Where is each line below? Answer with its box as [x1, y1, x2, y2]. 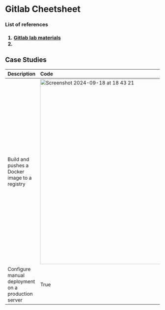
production [7, 290, 33, 297]
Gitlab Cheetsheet [5, 3, 81, 15]
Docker [7, 168, 25, 175]
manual [7, 271, 25, 278]
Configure [7, 266, 31, 272]
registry [7, 180, 26, 187]
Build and [7, 155, 29, 162]
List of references [5, 21, 48, 28]
